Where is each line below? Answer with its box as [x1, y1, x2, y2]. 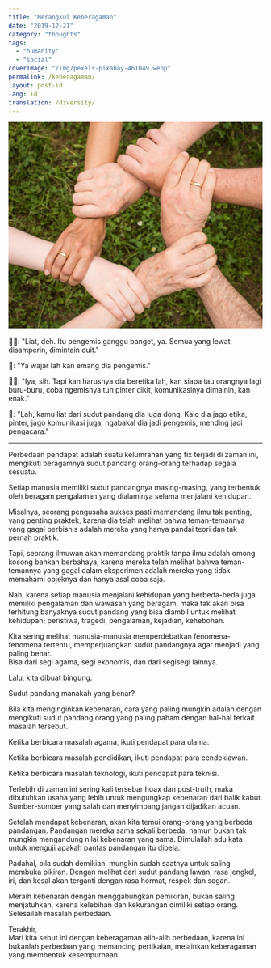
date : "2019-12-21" [8, 21, 74, 30]
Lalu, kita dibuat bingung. [8, 673, 93, 683]
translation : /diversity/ [8, 98, 95, 107]
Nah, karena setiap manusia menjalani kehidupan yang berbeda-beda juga [8, 590, 256, 600]
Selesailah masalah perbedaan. [8, 909, 113, 919]
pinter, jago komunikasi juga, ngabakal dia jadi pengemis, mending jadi [8, 418, 244, 428]
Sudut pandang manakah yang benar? [8, 689, 135, 698]
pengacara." [8, 427, 49, 436]
